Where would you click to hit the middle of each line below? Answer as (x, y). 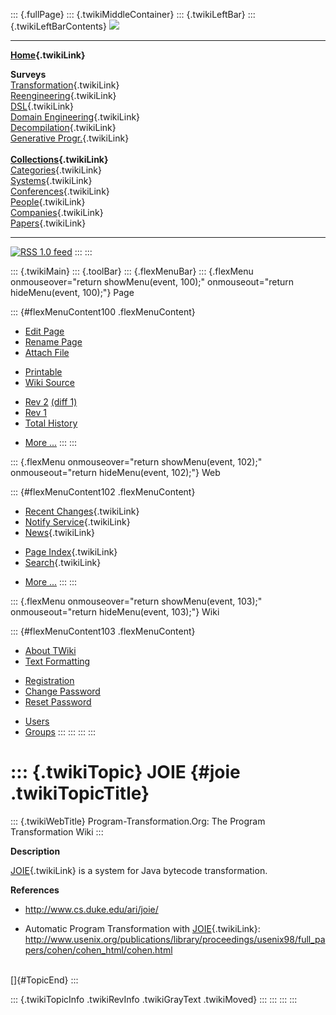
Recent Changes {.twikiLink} (82, 511)
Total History (51, 423)
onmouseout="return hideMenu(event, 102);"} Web (115, 472)
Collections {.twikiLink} (59, 159)
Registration (49, 680)
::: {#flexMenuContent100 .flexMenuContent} (103, 312)
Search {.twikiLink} (63, 562)
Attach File (47, 352)
